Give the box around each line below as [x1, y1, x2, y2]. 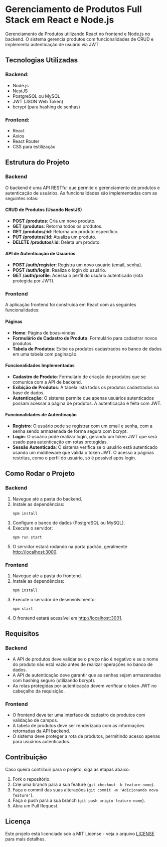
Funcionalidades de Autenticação [5, 412, 77, 418]
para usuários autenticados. [12, 738, 71, 744]
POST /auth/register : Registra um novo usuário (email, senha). [12, 262, 142, 268]
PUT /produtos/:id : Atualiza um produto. [12, 234, 97, 240]
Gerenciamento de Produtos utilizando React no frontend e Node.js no [5, 31, 150, 37]
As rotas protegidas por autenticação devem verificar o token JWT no [12, 683, 157, 689]
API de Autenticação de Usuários [5, 251, 76, 257]
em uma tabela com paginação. [12, 351, 78, 357]
